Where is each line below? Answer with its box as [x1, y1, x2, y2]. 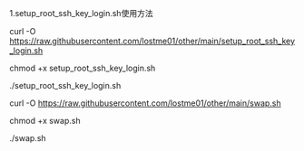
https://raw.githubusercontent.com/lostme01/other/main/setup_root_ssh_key [9, 35, 296, 46]
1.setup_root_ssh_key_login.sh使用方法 [9, 8, 153, 18]
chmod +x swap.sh [9, 116, 81, 126]
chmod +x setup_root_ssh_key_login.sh [9, 62, 156, 73]
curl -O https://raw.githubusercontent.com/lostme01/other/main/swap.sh [9, 98, 281, 109]
